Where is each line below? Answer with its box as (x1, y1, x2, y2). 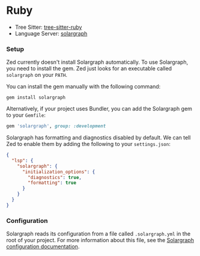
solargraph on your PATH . (6, 72, 68, 79)
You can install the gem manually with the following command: (6, 83, 161, 90)
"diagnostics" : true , (28, 174, 82, 180)
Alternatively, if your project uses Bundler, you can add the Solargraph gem (6, 105, 192, 112)
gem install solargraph (6, 94, 66, 101)
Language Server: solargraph (14, 29, 88, 37)
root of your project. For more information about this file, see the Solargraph (6, 237, 194, 244)
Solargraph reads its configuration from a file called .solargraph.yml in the (6, 230, 191, 237)
